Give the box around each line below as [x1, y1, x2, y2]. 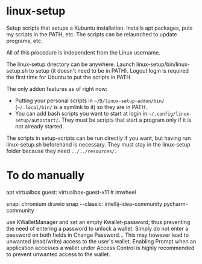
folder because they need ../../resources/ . [6, 147, 116, 154]
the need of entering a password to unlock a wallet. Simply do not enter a [6, 225, 189, 232]
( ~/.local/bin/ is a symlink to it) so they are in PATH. [14, 103, 148, 110]
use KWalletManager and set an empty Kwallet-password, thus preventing [6, 218, 191, 225]
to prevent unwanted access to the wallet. [6, 250, 110, 258]
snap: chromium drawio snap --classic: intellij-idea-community [6, 200, 163, 207]
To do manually [6, 168, 85, 182]
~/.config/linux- [148, 111, 192, 117]
